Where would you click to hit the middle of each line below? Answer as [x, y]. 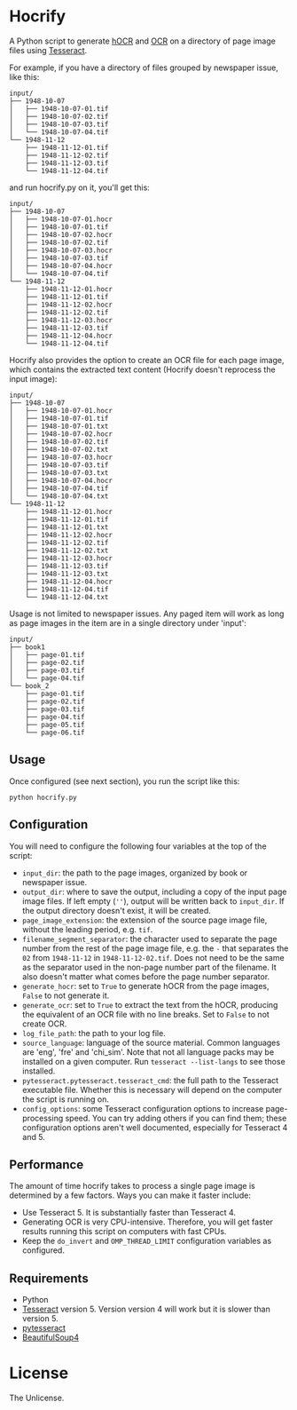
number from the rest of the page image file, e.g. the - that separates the [155, 948]
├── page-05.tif [55, 725]
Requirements [49, 1278]
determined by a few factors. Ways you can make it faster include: [130, 1195]
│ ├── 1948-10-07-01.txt [59, 426]
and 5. [34, 1137]
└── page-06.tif [55, 733]
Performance [47, 1164]
